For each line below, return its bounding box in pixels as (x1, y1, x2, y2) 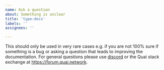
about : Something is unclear (5, 12, 66, 17)
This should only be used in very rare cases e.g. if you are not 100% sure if (5, 43, 159, 49)
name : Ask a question (5, 7, 50, 12)
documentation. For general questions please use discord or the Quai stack (5, 54, 160, 60)
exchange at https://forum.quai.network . (5, 59, 88, 65)
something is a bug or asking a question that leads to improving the (5, 49, 143, 55)
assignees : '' (5, 26, 35, 31)
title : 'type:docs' (5, 16, 46, 21)
